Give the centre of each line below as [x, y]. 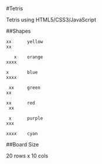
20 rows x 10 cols [27, 156]
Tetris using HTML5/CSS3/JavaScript [51, 20]
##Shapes [18, 31]
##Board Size [23, 144]
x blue [22, 72]
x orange [28, 57]
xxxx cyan [22, 134]
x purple [26, 118]
